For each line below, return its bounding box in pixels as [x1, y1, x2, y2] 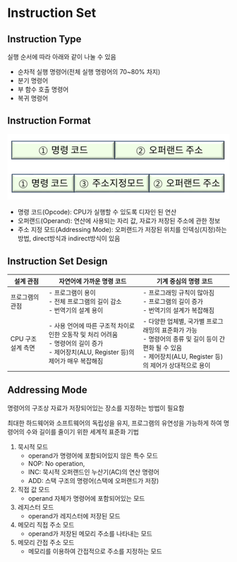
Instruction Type [7, 33, 82, 45]
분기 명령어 [17, 76, 49, 85]
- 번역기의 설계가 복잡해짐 [142, 306, 215, 314]
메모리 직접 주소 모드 [17, 520, 75, 529]
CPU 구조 [10, 335, 37, 343]
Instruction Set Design [7, 255, 108, 267]
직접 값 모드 [17, 485, 51, 494]
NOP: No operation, [28, 459, 85, 468]
